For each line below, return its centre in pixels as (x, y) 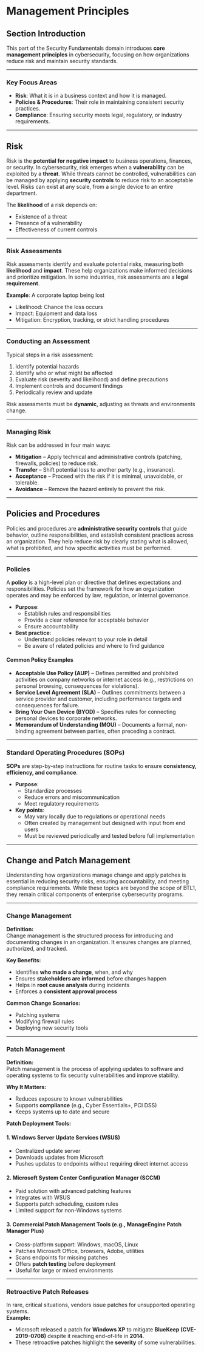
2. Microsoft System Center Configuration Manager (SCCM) (83, 1177)
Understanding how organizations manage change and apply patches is (96, 875)
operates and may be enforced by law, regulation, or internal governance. (98, 596)
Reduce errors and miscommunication (72, 797)
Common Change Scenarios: (43, 1003)
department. (22, 193)
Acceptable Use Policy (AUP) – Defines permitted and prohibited (97, 673)
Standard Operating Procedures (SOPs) (66, 753)
